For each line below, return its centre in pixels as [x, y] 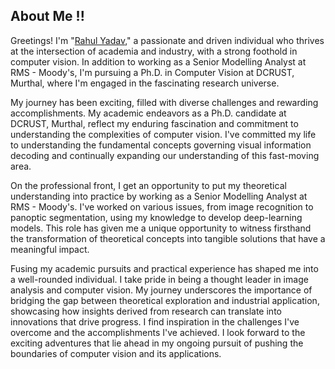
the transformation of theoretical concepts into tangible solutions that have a [168, 238]
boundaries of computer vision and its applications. [116, 353]
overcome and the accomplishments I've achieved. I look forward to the [158, 332]
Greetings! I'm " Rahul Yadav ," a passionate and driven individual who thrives [167, 40]
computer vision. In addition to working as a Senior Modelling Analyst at [158, 61]
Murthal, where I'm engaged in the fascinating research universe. [145, 83]
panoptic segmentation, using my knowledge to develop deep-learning [156, 217]
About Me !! [47, 16]
